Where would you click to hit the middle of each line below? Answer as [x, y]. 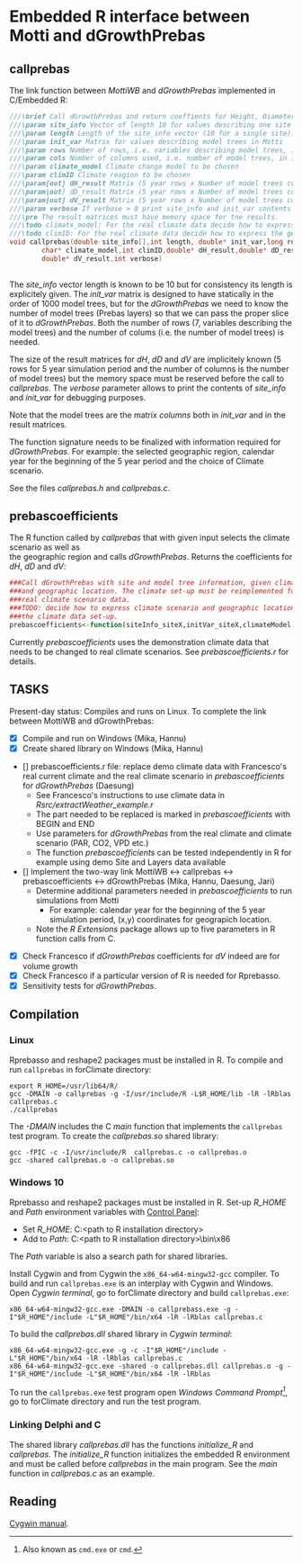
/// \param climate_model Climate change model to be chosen [124, 167]
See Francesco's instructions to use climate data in [130, 795]
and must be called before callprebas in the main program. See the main [143, 1463]
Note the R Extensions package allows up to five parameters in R [155, 929]
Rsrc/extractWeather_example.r [95, 804]
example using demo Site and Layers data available [131, 862]
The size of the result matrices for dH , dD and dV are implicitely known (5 [145, 359]
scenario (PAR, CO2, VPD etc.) [92, 842]
